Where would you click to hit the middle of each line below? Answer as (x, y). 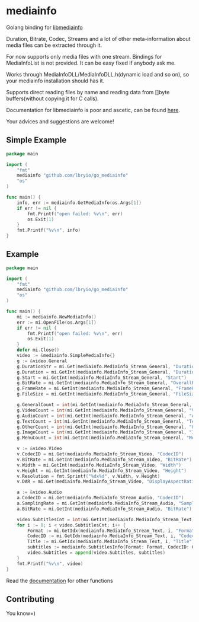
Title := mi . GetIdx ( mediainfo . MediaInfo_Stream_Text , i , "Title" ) (111, 542)
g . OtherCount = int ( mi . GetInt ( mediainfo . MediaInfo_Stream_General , (102, 427)
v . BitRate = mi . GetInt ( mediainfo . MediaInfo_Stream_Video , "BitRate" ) (105, 460)
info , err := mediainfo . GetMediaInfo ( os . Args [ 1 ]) (79, 203)
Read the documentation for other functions (60, 580)
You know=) (21, 613)
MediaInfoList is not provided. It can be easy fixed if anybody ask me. (91, 63)
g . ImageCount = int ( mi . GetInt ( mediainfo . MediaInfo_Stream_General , (102, 432)
